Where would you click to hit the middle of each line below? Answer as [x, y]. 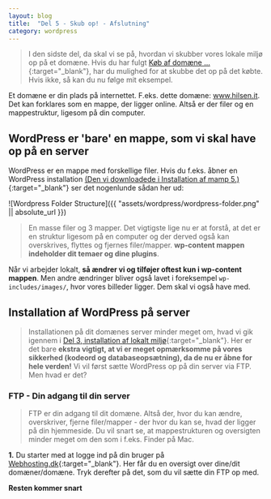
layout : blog [30, 16]
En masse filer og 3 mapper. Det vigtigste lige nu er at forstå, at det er [144, 228]
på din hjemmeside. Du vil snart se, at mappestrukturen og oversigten [144, 431]
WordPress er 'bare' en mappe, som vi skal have [132, 138]
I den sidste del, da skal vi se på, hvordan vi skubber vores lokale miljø [145, 54]
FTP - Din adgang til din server [70, 396]
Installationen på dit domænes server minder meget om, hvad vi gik [140, 332]
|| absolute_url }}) [38, 213]
